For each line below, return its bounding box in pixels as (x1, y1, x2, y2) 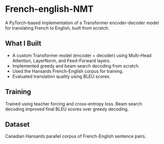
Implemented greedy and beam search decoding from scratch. (12, 63, 140, 69)
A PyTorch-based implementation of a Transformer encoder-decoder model (5, 20, 159, 26)
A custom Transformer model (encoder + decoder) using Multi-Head (12, 52, 152, 58)
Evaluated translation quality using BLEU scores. (12, 73, 111, 79)
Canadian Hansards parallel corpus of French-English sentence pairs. (5, 133, 146, 139)
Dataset (5, 120, 30, 129)
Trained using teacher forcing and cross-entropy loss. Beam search (5, 101, 142, 107)
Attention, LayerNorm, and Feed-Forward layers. (12, 58, 111, 64)
